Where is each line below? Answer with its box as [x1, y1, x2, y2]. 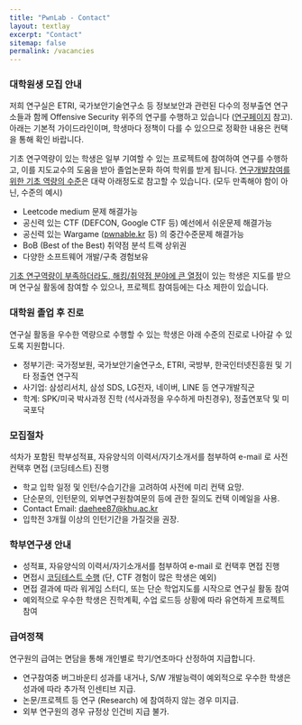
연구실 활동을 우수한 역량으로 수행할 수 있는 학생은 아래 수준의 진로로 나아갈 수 [9, 328, 284, 339]
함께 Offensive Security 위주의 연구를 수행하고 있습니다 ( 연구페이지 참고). [32, 112, 293, 123]
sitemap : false [9, 38, 67, 48]
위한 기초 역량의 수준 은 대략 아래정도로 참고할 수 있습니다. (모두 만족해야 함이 [9, 176, 279, 187]
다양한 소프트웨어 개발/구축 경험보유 [22, 252, 149, 262]
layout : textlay [9, 22, 70, 31]
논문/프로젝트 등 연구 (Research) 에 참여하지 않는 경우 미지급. [22, 694, 239, 705]
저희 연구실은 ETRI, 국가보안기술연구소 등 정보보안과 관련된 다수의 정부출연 [9, 100, 272, 111]
